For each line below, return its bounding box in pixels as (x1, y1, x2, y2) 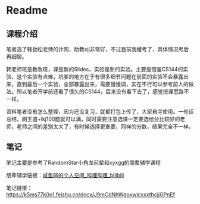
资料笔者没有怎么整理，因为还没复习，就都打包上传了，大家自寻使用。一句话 (6, 108, 194, 115)
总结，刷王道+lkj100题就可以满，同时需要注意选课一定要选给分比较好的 (6, 115, 180, 123)
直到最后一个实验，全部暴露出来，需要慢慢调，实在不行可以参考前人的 (16, 81, 189, 87)
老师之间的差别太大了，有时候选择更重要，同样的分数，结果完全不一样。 (16, 123, 194, 130)
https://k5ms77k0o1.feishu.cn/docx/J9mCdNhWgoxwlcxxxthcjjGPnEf (6, 191, 176, 198)
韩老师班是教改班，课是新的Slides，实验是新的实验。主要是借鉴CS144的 (6, 66, 183, 73)
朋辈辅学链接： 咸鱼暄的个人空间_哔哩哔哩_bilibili (6, 171, 124, 178)
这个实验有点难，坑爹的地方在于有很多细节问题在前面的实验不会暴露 (16, 73, 183, 80)
